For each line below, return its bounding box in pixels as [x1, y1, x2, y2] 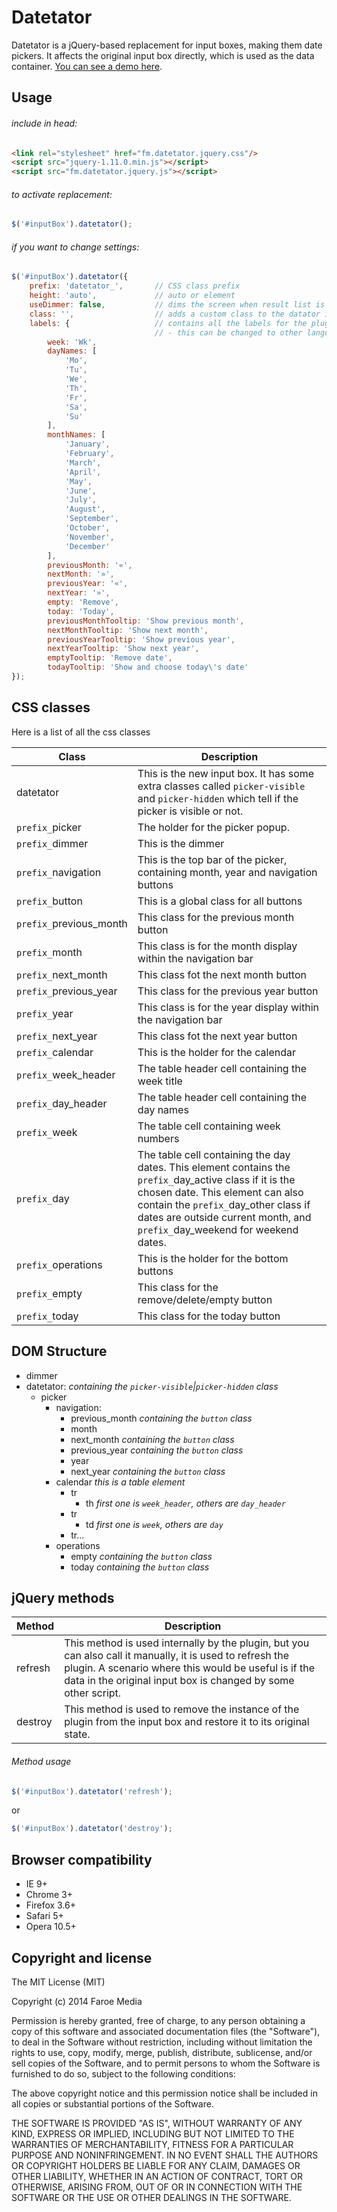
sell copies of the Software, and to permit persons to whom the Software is [11, 2057, 321, 2069]
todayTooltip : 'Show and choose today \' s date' [47, 662, 249, 673]
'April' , [64, 467, 102, 477]
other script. [64, 1686, 122, 1700]
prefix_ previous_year [16, 984, 118, 998]
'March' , [64, 457, 102, 468]
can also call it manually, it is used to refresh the [64, 1649, 290, 1663]
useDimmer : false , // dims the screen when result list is [29, 300, 326, 310]
